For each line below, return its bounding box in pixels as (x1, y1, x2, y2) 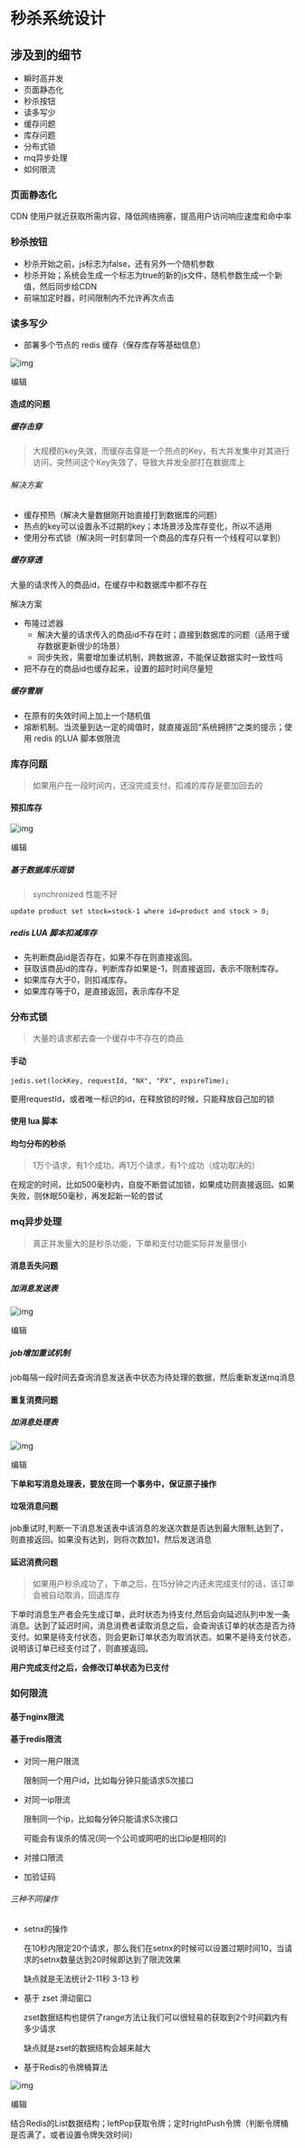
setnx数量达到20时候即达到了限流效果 (39, 1954, 182, 1965)
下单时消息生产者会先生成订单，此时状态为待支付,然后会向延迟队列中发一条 (10, 1609, 291, 1620)
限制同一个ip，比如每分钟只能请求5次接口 (23, 1813, 179, 1824)
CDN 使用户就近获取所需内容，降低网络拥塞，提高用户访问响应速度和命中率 (10, 210, 292, 222)
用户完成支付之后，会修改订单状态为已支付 (10, 1662, 169, 1674)
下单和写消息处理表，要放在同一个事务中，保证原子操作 (10, 1478, 216, 1489)
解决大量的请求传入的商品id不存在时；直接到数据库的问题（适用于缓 (36, 629, 291, 640)
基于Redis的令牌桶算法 (23, 2062, 109, 2073)
